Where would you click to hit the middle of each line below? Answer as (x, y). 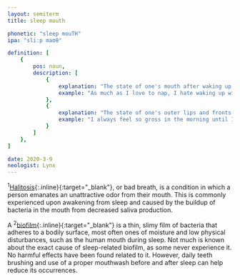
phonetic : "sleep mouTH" (44, 34)
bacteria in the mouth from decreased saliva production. (90, 210)
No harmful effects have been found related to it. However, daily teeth (110, 255)
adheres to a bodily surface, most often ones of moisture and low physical (117, 232)
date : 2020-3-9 (30, 159)
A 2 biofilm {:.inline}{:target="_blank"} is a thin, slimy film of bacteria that (112, 224)
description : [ (56, 73)
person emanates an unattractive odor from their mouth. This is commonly (117, 194)
